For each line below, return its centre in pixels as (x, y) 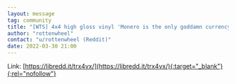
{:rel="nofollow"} (32, 73)
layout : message (31, 14)
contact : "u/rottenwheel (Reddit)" (59, 40)
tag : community (29, 20)
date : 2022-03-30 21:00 (42, 46)
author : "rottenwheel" (40, 33)
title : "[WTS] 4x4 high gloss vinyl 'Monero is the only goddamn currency (119, 27)
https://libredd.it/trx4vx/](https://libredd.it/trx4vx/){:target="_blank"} (124, 66)
